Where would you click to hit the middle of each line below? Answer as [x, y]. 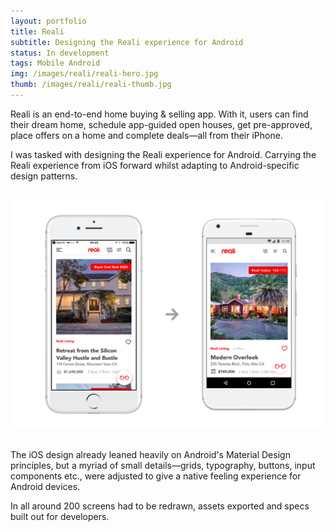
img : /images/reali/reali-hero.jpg [84, 74]
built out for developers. [60, 517]
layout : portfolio [48, 21]
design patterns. [44, 176]
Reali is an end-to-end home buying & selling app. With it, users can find [159, 114]
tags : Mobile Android [55, 63]
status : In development [60, 53]
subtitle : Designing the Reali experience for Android [127, 42]
